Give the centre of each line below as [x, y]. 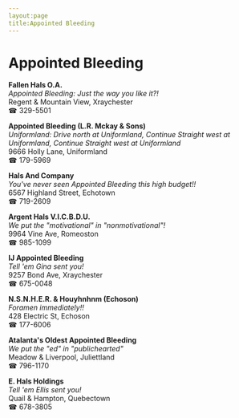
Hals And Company [41, 176]
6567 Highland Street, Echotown [62, 193]
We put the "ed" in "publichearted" [66, 349]
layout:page [28, 16]
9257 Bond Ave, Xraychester [55, 275]
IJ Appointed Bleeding [46, 258]
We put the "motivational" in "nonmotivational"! [87, 225]
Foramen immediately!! [46, 308]
